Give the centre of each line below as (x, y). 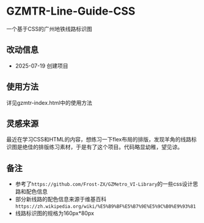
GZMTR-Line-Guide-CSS (71, 11)
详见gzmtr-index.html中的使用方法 (49, 102)
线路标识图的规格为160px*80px (55, 213)
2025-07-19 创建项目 (42, 66)
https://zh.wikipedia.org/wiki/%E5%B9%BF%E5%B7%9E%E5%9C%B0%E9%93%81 (106, 207)
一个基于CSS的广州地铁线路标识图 (49, 29)
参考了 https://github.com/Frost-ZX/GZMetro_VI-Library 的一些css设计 (104, 184)
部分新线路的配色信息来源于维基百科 (61, 199)
